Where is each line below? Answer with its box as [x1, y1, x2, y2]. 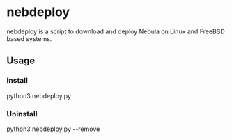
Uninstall [6, 109, 38, 118]
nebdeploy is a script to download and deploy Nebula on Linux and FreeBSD [6, 27, 226, 36]
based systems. [6, 34, 52, 42]
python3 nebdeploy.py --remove [6, 125, 100, 133]
